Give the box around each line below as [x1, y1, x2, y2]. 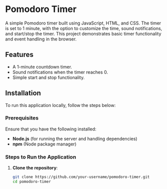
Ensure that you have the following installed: [5, 126, 97, 132]
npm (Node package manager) [12, 141, 77, 147]
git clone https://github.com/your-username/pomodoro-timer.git [12, 174, 150, 179]
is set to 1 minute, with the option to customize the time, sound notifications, [5, 25, 162, 31]
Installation [5, 89, 41, 97]
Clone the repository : [12, 165, 58, 171]
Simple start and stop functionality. [12, 74, 85, 80]
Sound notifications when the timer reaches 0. [12, 69, 108, 75]
